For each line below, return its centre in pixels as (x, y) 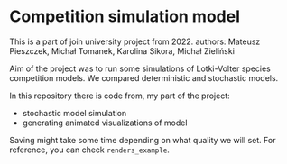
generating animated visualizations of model (105, 123)
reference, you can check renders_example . (89, 150)
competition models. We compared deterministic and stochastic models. (144, 77)
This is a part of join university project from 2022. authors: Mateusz (135, 41)
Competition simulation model (125, 17)
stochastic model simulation (74, 113)
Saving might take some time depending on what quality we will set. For (143, 140)
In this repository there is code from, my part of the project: (120, 96)
